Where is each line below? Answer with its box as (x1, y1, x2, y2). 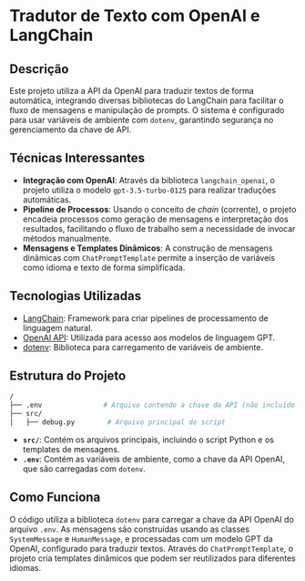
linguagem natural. (22, 322, 94, 333)
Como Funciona (9, 490, 101, 505)
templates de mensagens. (22, 443, 120, 454)
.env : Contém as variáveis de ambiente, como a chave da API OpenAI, (22, 453, 285, 464)
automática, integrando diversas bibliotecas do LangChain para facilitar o (9, 95, 284, 106)
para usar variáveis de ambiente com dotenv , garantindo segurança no (9, 115, 274, 125)
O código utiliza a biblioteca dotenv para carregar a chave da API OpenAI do (9, 514, 294, 524)
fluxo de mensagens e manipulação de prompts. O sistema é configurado (9, 105, 285, 115)
